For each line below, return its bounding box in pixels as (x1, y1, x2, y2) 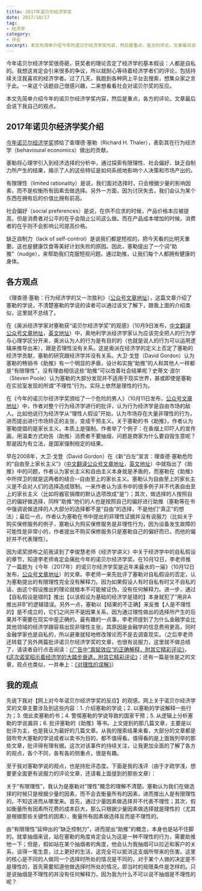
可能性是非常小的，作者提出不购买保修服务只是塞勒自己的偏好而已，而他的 (6, 527, 191, 535)
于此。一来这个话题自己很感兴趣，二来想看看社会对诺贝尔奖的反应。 (6, 82, 175, 89)
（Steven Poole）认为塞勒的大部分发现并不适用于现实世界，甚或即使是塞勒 (6, 374, 192, 382)
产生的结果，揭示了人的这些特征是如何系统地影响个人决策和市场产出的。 (16, 167, 196, 174)
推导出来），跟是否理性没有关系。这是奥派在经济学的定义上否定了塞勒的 (16, 344, 194, 352)
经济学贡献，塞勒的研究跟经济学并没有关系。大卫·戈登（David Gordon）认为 (6, 352, 195, 359)
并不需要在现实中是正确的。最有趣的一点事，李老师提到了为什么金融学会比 (11, 616, 196, 623)
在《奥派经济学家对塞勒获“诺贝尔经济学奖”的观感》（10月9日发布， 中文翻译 (6, 322, 191, 329)
